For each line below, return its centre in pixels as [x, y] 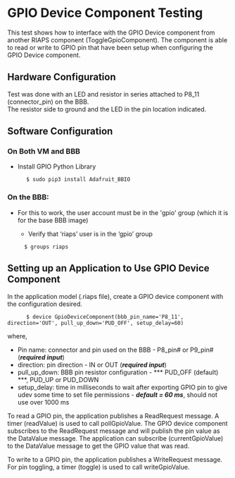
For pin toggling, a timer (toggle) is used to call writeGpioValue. [99, 467]
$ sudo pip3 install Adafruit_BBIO [78, 180]
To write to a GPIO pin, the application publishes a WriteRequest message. [115, 459]
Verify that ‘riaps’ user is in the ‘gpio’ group [90, 233]
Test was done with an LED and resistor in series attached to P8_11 [103, 94]
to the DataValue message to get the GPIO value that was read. [99, 446]
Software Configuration [60, 131]
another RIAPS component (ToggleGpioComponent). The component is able [118, 39]
